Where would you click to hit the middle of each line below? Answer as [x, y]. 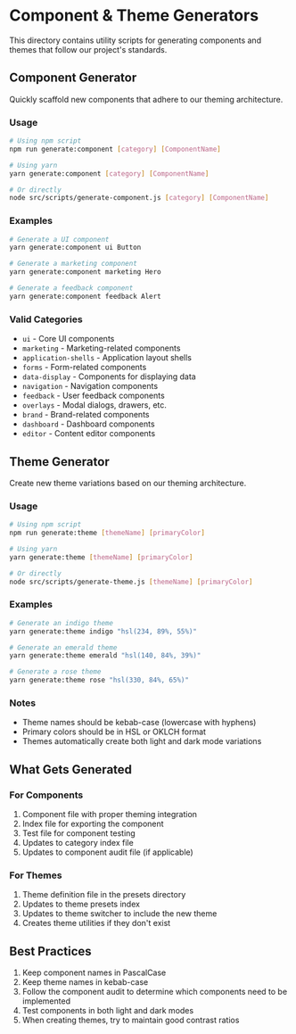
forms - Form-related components [84, 368]
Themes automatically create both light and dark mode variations [142, 741]
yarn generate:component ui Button [75, 248]
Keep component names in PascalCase [94, 972]
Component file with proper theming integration [110, 815]
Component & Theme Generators [134, 16]
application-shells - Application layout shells [107, 358]
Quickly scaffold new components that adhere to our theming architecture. [146, 99]
